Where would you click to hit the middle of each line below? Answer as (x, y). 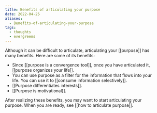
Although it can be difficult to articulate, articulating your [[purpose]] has (77, 50)
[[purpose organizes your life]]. (43, 70)
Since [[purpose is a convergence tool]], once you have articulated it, (81, 65)
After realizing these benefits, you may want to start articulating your (73, 100)
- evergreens (22, 37)
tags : (10, 28)
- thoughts (20, 32)
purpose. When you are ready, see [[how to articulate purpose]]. (69, 105)
